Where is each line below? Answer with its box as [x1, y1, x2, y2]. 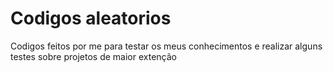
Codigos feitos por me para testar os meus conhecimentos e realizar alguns [10, 40, 323, 52]
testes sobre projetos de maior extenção [10, 50, 177, 62]
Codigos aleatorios [10, 7, 172, 30]
